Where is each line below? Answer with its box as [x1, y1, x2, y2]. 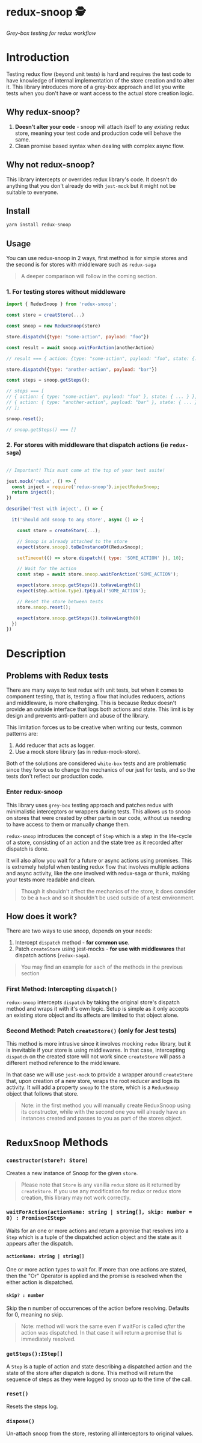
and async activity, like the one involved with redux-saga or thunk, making [6, 869, 191, 877]
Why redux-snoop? [6, 107, 81, 117]
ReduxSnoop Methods [6, 1136, 108, 1149]
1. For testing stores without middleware [6, 287, 126, 296]
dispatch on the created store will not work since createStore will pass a [6, 1053, 186, 1060]
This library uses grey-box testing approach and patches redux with [6, 801, 174, 808]
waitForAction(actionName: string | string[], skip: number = [6, 1209, 192, 1215]
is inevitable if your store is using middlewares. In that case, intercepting [6, 1046, 185, 1054]
